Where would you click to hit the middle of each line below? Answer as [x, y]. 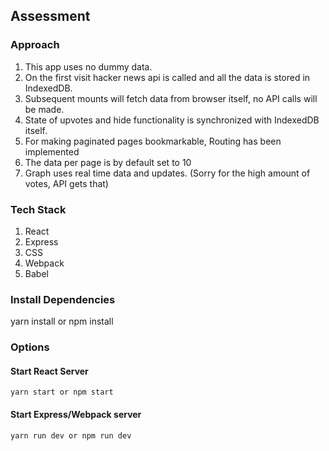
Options [30, 347]
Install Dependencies [63, 299]
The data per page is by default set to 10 [108, 162]
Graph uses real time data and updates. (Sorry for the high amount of [167, 173]
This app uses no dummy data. [88, 66]
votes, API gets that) [66, 183]
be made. [44, 109]
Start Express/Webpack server [76, 414]
